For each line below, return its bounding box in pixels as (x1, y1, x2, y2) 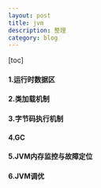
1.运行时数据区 (8, 75, 55, 84)
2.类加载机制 (8, 94, 50, 104)
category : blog (8, 33, 58, 42)
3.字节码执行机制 (8, 114, 64, 124)
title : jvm (8, 19, 44, 27)
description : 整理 (8, 26, 66, 34)
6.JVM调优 (8, 171, 45, 181)
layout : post (8, 11, 51, 20)
